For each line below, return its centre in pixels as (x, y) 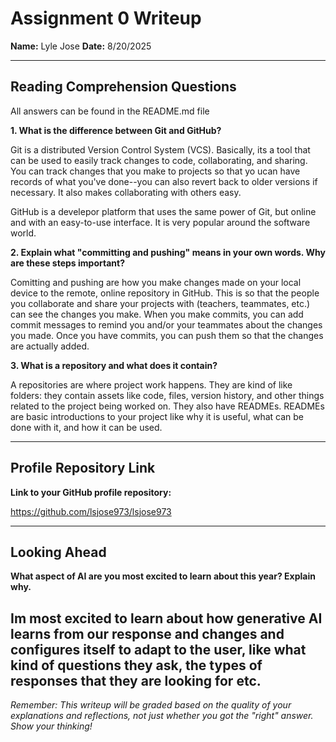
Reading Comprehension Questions (123, 87)
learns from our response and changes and (147, 633)
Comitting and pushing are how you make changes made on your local (156, 282)
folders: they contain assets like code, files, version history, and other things (167, 395)
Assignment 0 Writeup (106, 18)
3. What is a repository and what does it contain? (114, 365)
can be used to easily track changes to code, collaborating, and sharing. (159, 160)
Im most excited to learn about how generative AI (166, 618)
